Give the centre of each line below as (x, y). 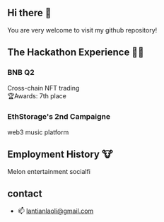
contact (25, 194)
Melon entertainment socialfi (49, 171)
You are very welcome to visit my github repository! (82, 30)
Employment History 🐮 (60, 154)
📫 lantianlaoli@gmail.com (55, 211)
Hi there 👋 (29, 13)
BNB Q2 (21, 73)
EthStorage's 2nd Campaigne (59, 117)
